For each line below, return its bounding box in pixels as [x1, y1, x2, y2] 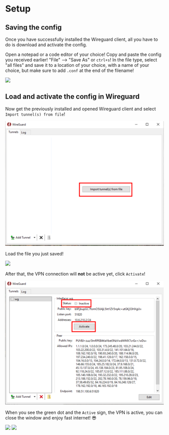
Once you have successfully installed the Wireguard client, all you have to [5, 36, 158, 42]
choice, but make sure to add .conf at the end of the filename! [5, 67, 134, 73]
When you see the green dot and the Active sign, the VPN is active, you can [5, 409, 162, 415]
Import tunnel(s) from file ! [5, 111, 65, 117]
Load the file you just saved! [5, 250, 64, 256]
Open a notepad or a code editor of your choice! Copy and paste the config [5, 51, 162, 57]
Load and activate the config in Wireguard [5, 93, 140, 101]
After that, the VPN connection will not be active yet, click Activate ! [5, 271, 146, 277]
